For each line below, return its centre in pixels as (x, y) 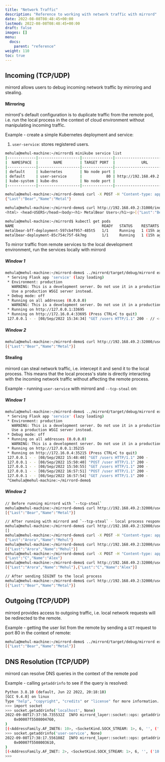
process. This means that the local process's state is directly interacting (78, 374)
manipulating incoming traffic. (35, 125)
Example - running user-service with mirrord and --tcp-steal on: (71, 388)
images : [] (16, 33)
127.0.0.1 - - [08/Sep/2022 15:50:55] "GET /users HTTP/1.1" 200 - (78, 467)
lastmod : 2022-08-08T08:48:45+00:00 (42, 23)
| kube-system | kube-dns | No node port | (60, 181)
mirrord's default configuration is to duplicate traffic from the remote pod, (80, 115)
